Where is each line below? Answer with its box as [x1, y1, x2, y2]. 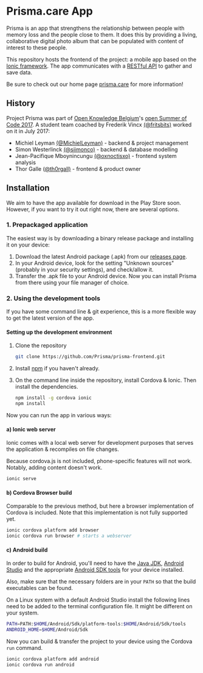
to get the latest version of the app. [6, 314, 94, 322]
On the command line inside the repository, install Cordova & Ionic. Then [15, 376, 196, 384]
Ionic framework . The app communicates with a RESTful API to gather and [6, 62, 193, 70]
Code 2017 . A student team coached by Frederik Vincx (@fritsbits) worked [6, 121, 192, 128]
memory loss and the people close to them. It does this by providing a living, [6, 31, 198, 38]
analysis [15, 159, 36, 166]
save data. [6, 68, 32, 76]
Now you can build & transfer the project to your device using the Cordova [6, 638, 193, 645]
